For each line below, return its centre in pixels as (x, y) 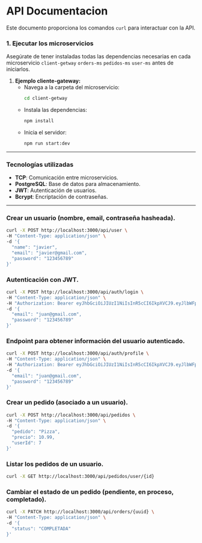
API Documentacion (57, 11)
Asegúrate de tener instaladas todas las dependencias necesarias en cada (99, 57)
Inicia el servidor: (45, 132)
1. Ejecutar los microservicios (50, 43)
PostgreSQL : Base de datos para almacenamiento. (78, 184)
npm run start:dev (47, 143)
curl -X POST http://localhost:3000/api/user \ (67, 231)
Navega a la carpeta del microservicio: (72, 87)
